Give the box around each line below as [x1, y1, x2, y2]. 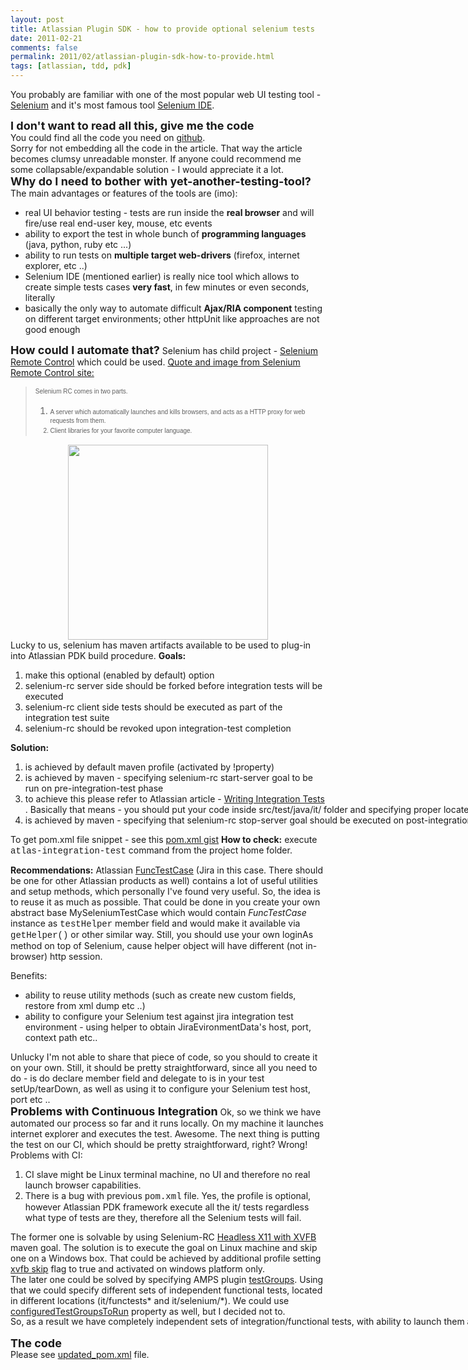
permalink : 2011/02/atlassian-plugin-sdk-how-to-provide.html [10, 52, 275, 62]
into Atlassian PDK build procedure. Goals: [10, 649, 187, 661]
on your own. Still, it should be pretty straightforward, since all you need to [10, 1061, 318, 1073]
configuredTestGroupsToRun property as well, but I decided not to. [10, 1305, 286, 1317]
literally [24, 292, 56, 303]
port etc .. [10, 1093, 51, 1105]
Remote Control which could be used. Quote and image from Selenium [10, 356, 301, 368]
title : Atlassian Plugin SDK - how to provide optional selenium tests [10, 24, 315, 34]
